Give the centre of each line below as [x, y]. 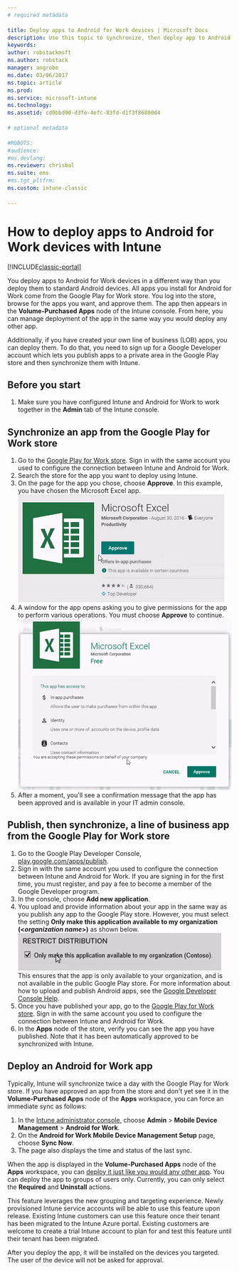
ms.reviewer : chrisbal [41, 165]
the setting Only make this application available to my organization [118, 922]
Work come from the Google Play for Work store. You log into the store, [112, 295]
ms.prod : [20, 90]
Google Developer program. [58, 891]
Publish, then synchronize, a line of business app [118, 825]
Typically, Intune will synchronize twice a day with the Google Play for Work [118, 1083]
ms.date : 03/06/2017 [38, 75]
